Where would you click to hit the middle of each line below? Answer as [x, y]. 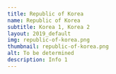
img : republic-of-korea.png [49, 40]
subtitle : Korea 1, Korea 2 [49, 27]
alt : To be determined [41, 54]
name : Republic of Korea [44, 20]
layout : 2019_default [39, 33]
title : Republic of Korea [45, 14]
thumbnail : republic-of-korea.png [58, 47]
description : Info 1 [38, 60]
